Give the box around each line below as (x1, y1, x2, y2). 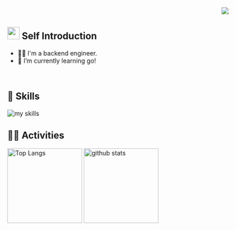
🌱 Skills (7, 91, 40, 103)
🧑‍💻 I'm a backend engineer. (17, 49, 98, 57)
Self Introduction (21, 30, 97, 42)
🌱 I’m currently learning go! (17, 56, 96, 65)
